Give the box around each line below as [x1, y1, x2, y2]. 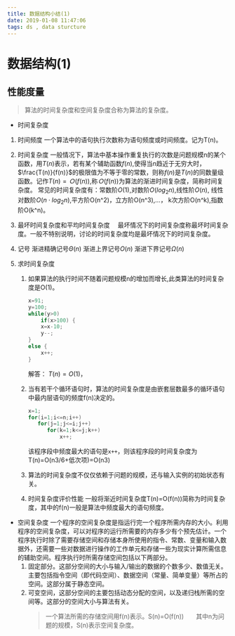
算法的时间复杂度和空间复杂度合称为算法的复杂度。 [24, 106, 173, 115]
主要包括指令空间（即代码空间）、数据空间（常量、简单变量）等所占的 [27, 571, 228, 580]
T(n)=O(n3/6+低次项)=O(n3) [27, 456, 111, 465]
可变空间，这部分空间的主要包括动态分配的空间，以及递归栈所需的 [27, 588, 219, 597]
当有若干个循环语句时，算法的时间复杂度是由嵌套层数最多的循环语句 [27, 384, 225, 393]
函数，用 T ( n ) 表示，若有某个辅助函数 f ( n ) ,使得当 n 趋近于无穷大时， [17, 160, 206, 168]
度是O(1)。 [27, 283, 59, 292]
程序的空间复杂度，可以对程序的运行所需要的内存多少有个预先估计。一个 [17, 527, 227, 536]
